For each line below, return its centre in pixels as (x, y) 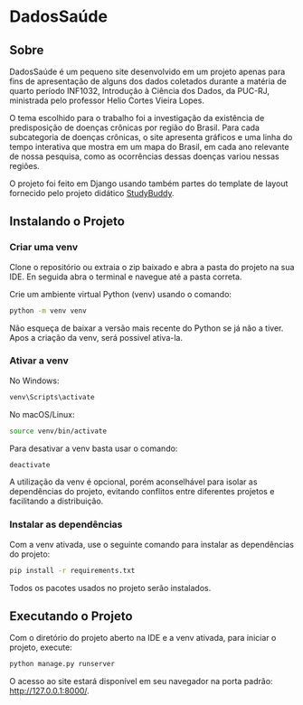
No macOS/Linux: (42, 414)
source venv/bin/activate (58, 431)
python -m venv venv (48, 310)
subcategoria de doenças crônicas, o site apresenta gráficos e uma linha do (151, 137)
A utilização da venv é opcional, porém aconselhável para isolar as (133, 482)
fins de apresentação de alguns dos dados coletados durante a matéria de (148, 81)
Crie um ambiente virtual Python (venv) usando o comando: (121, 294)
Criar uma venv (44, 248)
